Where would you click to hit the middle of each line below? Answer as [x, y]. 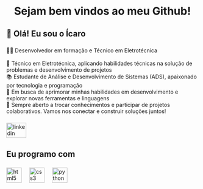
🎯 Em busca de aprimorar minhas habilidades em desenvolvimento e [92, 92]
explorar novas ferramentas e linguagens [58, 98]
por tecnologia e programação [45, 85]
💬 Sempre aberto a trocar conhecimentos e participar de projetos [88, 105]
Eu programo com [41, 154]
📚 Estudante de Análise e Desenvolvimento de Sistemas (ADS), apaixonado [101, 77]
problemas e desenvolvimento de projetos [59, 70]
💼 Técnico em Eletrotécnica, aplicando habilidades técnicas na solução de [99, 63]
